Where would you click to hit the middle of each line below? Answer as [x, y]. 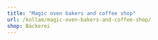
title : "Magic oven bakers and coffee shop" [71, 13]
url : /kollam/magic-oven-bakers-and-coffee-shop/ [79, 20]
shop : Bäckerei [29, 26]
